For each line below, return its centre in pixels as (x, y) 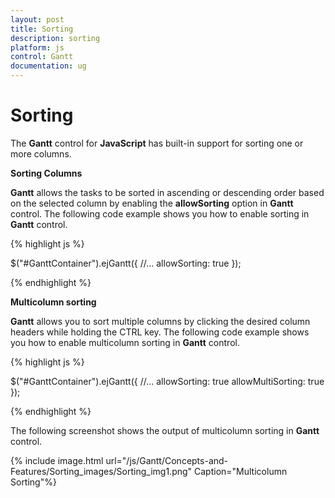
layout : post (37, 19)
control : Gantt (42, 57)
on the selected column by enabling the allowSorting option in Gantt (152, 203)
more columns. (41, 153)
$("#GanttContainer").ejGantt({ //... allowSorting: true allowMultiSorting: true (167, 381)
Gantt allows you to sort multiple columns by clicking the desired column (160, 321)
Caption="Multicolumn (241, 471)
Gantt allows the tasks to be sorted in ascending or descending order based (167, 192)
